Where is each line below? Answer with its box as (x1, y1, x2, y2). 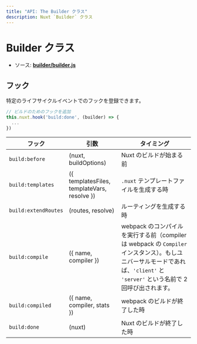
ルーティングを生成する (121, 202, 186, 210)
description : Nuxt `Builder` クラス (6, 14, 93, 20)
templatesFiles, (69, 177, 111, 185)
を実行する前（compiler (121, 231, 186, 239)
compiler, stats (69, 301, 110, 309)
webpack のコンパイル (121, 222, 184, 230)
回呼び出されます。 (121, 284, 174, 292)
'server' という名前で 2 (121, 275, 188, 283)
